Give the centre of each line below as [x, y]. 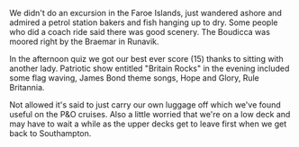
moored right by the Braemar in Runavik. [84, 41]
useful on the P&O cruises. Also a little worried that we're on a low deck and [150, 114]
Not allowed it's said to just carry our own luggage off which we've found [145, 105]
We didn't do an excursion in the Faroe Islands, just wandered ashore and [145, 13]
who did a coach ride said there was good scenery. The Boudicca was [140, 32]
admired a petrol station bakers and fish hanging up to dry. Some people [144, 22]
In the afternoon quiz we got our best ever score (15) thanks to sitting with [146, 59]
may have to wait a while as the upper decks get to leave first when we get [148, 124]
